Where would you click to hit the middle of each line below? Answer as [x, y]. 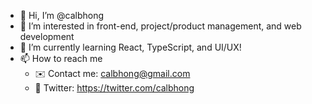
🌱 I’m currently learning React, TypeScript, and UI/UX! [130, 47]
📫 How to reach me [61, 58]
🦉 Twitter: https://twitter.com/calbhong [114, 88]
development [47, 36]
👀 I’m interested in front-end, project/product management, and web [160, 26]
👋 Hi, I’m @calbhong [62, 15]
